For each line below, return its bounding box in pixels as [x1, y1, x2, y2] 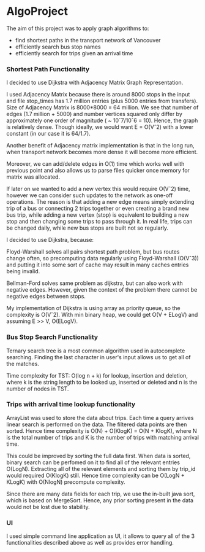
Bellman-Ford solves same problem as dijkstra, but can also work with [6, 279, 184, 287]
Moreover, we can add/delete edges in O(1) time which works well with [6, 160, 185, 168]
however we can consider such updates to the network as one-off [6, 192, 173, 199]
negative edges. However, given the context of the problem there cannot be [6, 286, 198, 293]
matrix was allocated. [6, 173, 60, 181]
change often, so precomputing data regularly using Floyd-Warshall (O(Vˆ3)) [6, 255, 199, 262]
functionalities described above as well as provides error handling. [6, 539, 174, 546]
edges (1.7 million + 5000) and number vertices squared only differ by [6, 111, 182, 118]
